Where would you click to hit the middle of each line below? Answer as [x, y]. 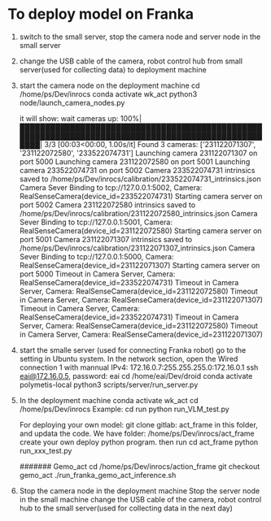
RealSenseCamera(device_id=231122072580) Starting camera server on [140, 230]
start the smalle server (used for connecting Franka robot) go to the [133, 350]
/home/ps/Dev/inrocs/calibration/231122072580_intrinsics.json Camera [138, 213]
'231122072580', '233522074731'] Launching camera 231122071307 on [138, 153]
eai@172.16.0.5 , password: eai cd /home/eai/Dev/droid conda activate [136, 376]
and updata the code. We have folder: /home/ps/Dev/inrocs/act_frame [137, 433]
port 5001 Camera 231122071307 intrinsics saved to [106, 239]
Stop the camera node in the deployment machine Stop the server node [140, 491]
